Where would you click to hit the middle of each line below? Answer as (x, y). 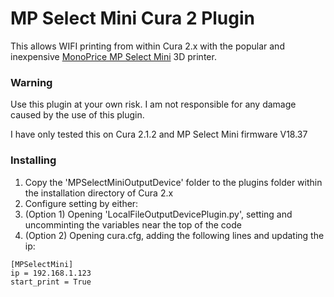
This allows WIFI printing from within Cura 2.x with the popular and (147, 46)
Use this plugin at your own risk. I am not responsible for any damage (153, 104)
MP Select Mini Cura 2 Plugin (133, 18)
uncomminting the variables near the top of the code (133, 224)
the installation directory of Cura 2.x (99, 193)
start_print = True (51, 282)
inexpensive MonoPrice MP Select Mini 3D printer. (113, 56)
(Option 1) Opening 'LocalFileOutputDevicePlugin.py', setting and (158, 214)
